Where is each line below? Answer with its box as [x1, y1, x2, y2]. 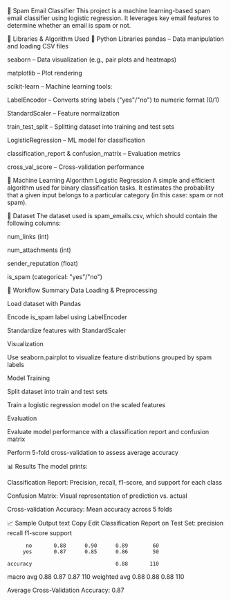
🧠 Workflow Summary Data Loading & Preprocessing [7, 286, 158, 294]
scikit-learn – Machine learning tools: [7, 82, 113, 90]
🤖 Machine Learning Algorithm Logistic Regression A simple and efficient [7, 177, 215, 184]
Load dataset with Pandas [7, 300, 82, 307]
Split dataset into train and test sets [7, 388, 109, 395]
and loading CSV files [7, 42, 69, 50]
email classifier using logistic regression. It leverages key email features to [7, 14, 219, 22]
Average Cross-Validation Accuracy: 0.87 [7, 586, 124, 594]
